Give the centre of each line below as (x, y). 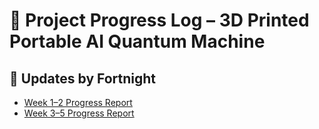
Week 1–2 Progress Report (78, 102)
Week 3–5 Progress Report (79, 113)
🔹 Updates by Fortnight (83, 78)
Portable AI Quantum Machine (137, 41)
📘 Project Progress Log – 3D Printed (159, 20)
